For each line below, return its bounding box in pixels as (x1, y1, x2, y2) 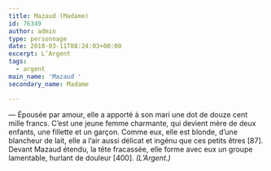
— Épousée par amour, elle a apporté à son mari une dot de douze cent (8, 109, 248, 119)
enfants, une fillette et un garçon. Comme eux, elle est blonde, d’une (8, 127, 238, 137)
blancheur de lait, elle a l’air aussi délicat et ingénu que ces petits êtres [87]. (8, 135, 264, 145)
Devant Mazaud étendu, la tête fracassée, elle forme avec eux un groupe (8, 144, 253, 154)
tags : (8, 58, 27, 66)
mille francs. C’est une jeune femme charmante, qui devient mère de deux (8, 118, 256, 128)
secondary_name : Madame (8, 80, 90, 88)
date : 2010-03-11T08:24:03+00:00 (8, 42, 122, 50)
